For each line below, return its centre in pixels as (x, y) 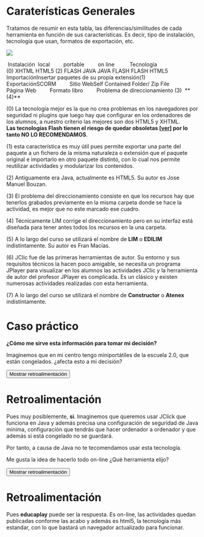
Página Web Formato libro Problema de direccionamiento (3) (94, 90)
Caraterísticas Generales (71, 11)
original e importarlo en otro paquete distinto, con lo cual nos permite (93, 159)
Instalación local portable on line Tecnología (82, 64)
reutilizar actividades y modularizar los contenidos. (70, 165)
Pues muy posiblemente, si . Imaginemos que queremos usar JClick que (96, 416)
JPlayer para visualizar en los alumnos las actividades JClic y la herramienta (102, 270)
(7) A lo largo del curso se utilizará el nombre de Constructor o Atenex (95, 295)
